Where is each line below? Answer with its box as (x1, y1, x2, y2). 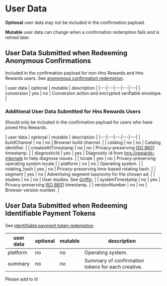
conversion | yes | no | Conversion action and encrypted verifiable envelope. (5, 90, 162, 96)
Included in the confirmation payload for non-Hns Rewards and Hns (5, 70, 144, 76)
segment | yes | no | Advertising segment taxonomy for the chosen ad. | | (5, 171, 155, 177)
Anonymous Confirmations (5, 57, 91, 65)
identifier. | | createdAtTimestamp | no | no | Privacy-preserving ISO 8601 (5, 145, 155, 151)
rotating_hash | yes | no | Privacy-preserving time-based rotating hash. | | (5, 166, 156, 172)
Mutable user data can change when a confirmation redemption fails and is (5, 29, 160, 35)
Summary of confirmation (84, 257, 144, 264)
